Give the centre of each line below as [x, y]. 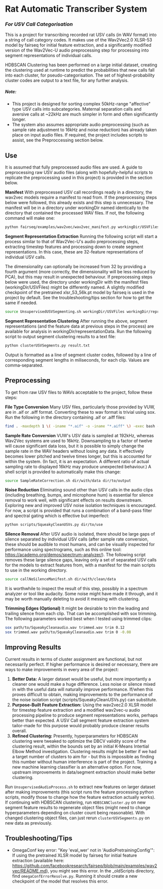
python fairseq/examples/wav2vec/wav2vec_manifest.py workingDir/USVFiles [82, 227]
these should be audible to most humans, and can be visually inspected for [80, 544]
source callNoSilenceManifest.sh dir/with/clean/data [61, 579]
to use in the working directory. [36, 570]
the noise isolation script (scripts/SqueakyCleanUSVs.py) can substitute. [85, 699]
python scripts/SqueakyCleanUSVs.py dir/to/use [54, 525]
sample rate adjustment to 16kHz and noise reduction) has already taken [84, 130]
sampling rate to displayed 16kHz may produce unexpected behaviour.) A [78, 466]
